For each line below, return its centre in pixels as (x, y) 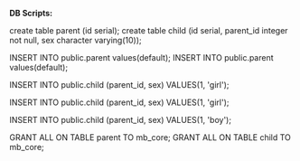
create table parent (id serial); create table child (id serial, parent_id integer (149, 30)
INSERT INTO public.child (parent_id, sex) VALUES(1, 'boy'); (121, 120)
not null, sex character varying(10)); (75, 40)
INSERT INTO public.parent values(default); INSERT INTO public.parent (141, 57)
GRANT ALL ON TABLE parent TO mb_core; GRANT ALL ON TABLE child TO (150, 137)
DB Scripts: (31, 13)
